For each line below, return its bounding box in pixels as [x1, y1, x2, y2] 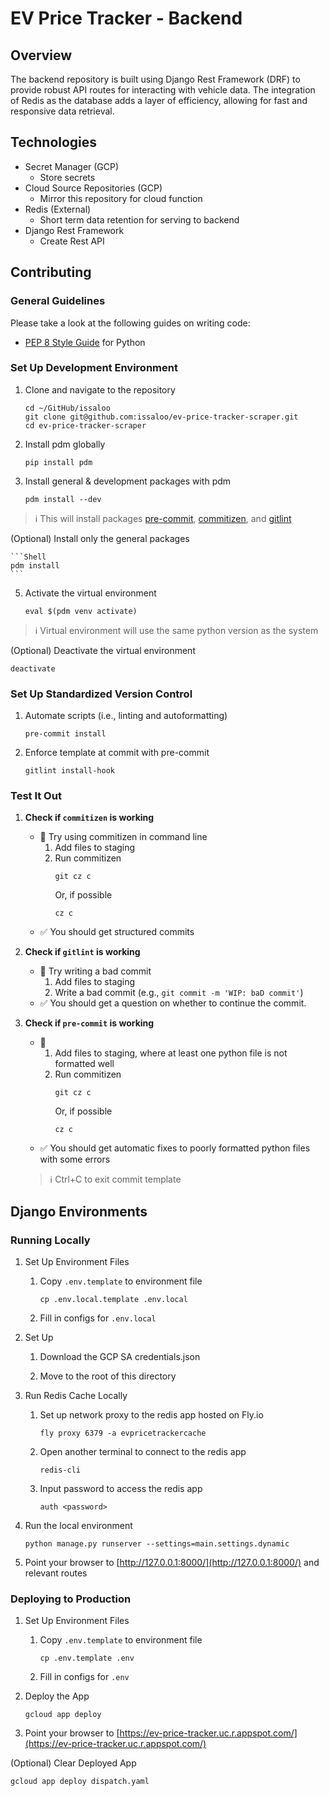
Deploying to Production [10, 1592, 132, 1606]
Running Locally [10, 1233, 91, 1247]
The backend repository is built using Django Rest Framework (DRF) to [10, 73, 301, 85]
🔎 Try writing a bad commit [39, 965, 152, 977]
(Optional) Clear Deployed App [10, 1757, 137, 1769]
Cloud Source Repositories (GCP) [24, 182, 163, 194]
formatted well [54, 1058, 115, 1070]
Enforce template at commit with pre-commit [24, 747, 210, 759]
